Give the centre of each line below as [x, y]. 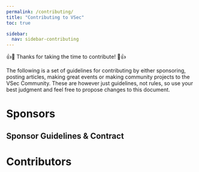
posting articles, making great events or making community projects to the [98, 77]
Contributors [39, 162]
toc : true [19, 23]
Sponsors [31, 114]
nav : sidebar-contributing [45, 40]
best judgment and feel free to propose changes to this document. [88, 90]
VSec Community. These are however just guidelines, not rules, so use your [100, 83]
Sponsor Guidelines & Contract [65, 136]
